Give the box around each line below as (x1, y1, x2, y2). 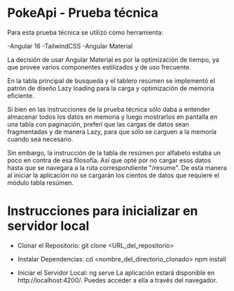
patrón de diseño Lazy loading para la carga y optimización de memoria (7, 84, 215, 92)
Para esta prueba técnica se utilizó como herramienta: (7, 28, 163, 37)
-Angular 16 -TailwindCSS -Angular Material (7, 41, 133, 50)
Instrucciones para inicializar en (7, 203, 198, 219)
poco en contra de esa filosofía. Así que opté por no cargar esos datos (7, 156, 212, 164)
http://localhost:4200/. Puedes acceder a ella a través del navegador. (17, 276, 218, 284)
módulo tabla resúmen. (7, 178, 74, 187)
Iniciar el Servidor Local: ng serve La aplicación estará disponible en (17, 269, 215, 277)
